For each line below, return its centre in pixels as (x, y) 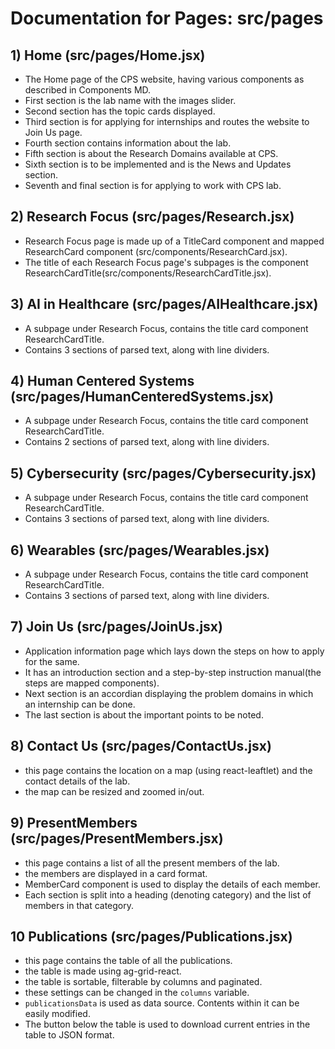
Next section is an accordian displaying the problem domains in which (169, 693)
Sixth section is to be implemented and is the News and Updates (158, 164)
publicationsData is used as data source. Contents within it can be (162, 1003)
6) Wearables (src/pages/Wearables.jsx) (140, 550)
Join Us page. (53, 132)
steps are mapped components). (92, 683)
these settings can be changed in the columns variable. (137, 993)
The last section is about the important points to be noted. (144, 714)
